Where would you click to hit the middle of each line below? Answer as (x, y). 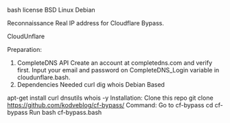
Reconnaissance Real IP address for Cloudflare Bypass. (86, 23)
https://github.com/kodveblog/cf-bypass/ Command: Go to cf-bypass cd (110, 105)
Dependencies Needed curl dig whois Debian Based (91, 84)
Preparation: (25, 50)
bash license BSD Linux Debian (51, 10)
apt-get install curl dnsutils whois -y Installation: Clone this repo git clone (111, 98)
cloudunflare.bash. (44, 77)
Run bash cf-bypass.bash (66, 112)
